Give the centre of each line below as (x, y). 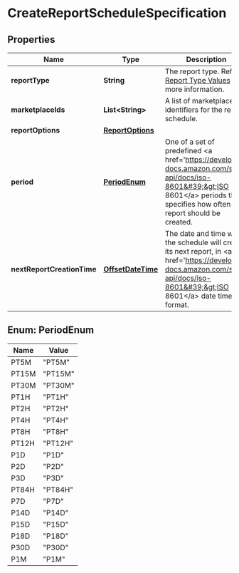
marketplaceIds (38, 110)
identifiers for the (193, 110)
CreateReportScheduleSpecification (117, 13)
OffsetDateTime (131, 269)
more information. (195, 89)
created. (179, 222)
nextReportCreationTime (54, 269)
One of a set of (190, 142)
